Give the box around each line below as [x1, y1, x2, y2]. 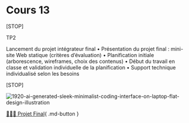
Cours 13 [6, 3, 50, 17]
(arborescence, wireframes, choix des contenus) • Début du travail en [6, 58, 176, 65]
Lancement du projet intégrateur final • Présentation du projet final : [6, 45, 170, 52]
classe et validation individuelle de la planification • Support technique [6, 64, 176, 71]
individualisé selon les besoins [6, 70, 80, 77]
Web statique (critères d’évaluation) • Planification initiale [16, 51, 154, 58]
